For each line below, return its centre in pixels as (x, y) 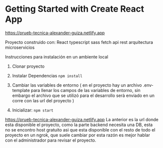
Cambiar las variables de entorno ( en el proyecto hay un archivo (77, 85)
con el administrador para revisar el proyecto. (51, 140)
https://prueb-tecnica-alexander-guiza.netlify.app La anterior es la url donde (82, 119)
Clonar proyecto (28, 66)
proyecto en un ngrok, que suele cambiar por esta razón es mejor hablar (78, 135)
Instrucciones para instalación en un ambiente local (57, 56)
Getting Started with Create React (75, 9)
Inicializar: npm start (33, 110)
